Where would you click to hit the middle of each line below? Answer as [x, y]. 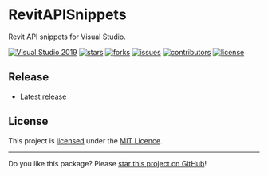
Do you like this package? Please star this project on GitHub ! [108, 163]
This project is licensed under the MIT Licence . [85, 140]
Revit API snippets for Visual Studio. [67, 37]
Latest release [43, 96]
